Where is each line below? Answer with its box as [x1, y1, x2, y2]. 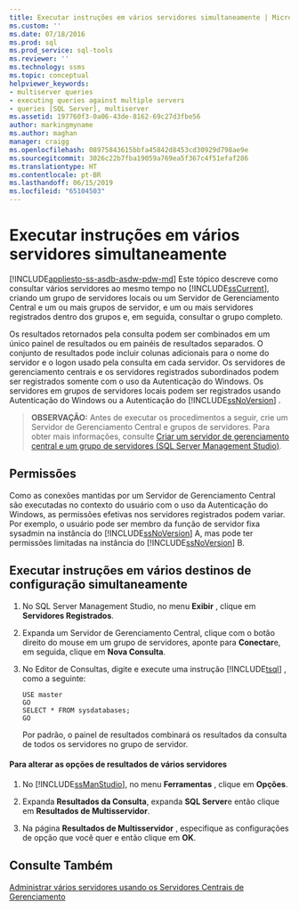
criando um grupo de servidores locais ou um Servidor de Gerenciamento [9, 292, 280, 303]
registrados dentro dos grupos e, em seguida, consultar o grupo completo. [9, 311, 283, 321]
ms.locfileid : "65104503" [9, 187, 105, 196]
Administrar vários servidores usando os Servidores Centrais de [9, 882, 245, 892]
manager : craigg [9, 137, 69, 146]
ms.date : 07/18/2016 [9, 29, 86, 38]
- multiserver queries [9, 87, 93, 96]
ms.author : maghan [9, 129, 77, 138]
